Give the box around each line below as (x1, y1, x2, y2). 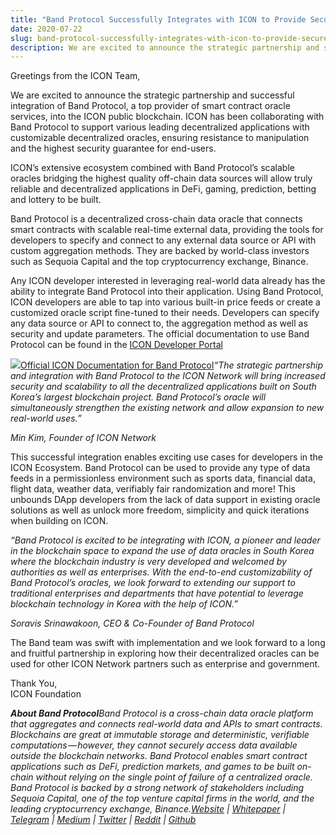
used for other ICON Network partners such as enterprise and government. (10, 658, 321, 670)
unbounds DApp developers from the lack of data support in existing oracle (10, 494, 321, 506)
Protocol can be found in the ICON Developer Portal (10, 339, 223, 351)
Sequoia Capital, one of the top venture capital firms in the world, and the (10, 792, 315, 805)
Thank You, (10, 677, 58, 690)
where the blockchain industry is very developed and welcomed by (10, 556, 287, 568)
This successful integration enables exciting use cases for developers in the (10, 451, 324, 463)
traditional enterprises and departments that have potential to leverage (10, 587, 304, 600)
